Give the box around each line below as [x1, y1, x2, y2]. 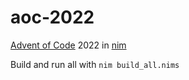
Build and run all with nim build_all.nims [10, 58, 180, 70]
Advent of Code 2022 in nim [10, 39, 127, 51]
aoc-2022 [10, 6, 95, 29]
